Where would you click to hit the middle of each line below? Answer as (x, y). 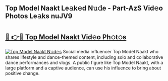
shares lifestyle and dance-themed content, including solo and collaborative (84, 57)
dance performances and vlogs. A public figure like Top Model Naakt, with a (84, 63)
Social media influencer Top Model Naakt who (111, 52)
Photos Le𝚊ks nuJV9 (39, 16)
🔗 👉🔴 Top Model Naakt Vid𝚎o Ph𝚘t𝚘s (66, 37)
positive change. (22, 73)
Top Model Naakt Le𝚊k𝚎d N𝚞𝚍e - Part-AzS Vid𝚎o (84, 8)
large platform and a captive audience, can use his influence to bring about (83, 68)
